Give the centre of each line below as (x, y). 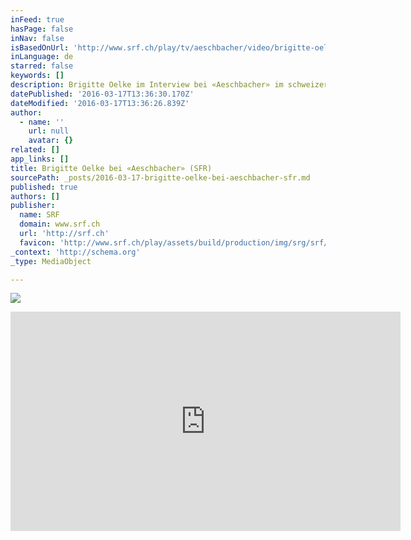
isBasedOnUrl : (40, 47)
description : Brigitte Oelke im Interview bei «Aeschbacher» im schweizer (169, 85)
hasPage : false (42, 29)
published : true (44, 187)
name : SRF (39, 215)
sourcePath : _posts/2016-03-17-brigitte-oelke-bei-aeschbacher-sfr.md (160, 177)
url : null (49, 131)
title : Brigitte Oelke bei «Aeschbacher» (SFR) (111, 168)
